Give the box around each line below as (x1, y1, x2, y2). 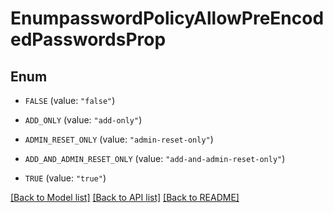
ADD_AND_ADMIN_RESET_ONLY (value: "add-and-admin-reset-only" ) (24, 153, 286, 164)
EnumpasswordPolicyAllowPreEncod (10, 7, 325, 30)
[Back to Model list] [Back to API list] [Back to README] (10, 192, 240, 203)
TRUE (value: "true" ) (24, 172, 107, 184)
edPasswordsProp (10, 28, 167, 51)
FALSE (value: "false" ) (24, 95, 116, 106)
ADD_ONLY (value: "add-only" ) (24, 114, 143, 126)
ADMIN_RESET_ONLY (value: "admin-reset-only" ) (24, 133, 214, 145)
